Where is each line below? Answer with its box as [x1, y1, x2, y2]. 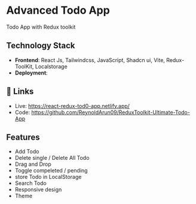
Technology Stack [6, 41, 75, 51]
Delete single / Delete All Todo [14, 154, 90, 162]
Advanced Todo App [6, 4, 111, 17]
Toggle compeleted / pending [14, 167, 88, 174]
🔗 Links [6, 86, 34, 97]
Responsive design [14, 186, 62, 193]
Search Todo [14, 180, 47, 187]
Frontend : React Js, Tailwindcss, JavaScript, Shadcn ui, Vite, [14, 56, 166, 63]
